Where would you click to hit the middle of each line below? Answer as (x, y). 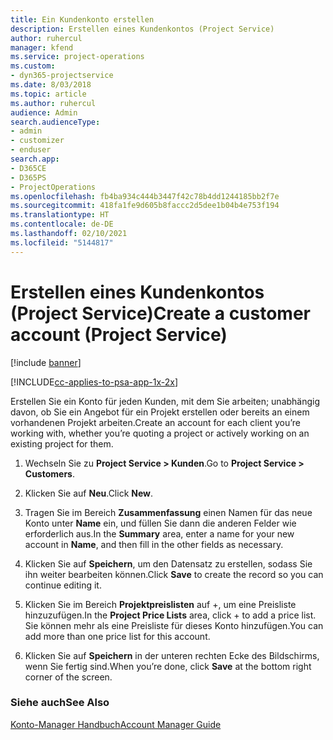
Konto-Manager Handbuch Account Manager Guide (116, 724)
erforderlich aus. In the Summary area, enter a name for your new (159, 533)
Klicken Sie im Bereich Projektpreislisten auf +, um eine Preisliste (160, 604)
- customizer (37, 141)
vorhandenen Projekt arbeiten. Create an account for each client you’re (156, 422)
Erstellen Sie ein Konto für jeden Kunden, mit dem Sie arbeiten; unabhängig (165, 401)
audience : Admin (44, 112)
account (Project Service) (119, 334)
